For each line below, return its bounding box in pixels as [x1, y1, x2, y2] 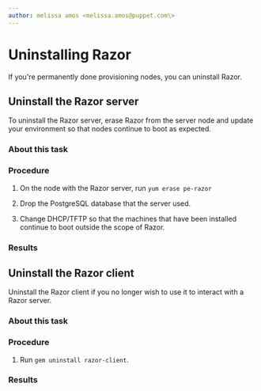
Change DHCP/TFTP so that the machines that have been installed [19, 214, 237, 223]
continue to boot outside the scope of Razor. [19, 222, 165, 232]
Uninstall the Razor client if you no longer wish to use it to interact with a [8, 287, 244, 297]
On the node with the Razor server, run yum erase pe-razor [19, 183, 212, 192]
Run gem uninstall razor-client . [19, 355, 129, 364]
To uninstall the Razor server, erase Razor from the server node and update [8, 116, 254, 125]
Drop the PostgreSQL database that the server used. [19, 199, 191, 208]
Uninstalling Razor [8, 45, 132, 63]
